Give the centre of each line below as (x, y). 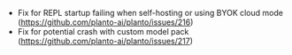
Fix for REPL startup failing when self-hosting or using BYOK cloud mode (150, 13)
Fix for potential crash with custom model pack (103, 31)
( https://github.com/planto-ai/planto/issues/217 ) (105, 41)
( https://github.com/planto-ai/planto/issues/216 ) (105, 22)
